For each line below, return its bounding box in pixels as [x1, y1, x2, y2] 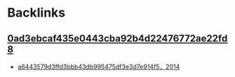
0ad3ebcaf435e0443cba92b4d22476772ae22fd [7, 33, 228, 44]
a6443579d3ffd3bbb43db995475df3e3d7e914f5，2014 [17, 62, 180, 71]
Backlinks [7, 5, 66, 21]
